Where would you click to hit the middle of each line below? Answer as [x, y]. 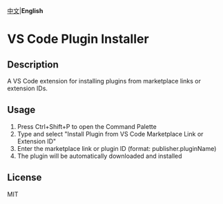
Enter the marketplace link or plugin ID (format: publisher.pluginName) [117, 148]
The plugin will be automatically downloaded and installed [99, 156]
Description [33, 64]
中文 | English [25, 11]
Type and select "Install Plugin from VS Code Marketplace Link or [110, 134]
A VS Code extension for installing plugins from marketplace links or [104, 81]
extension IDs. [28, 88]
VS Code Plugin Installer [78, 39]
